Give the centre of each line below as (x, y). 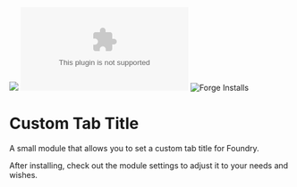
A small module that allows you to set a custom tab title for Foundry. (134, 148)
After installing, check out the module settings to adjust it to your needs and (149, 165)
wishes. (24, 175)
